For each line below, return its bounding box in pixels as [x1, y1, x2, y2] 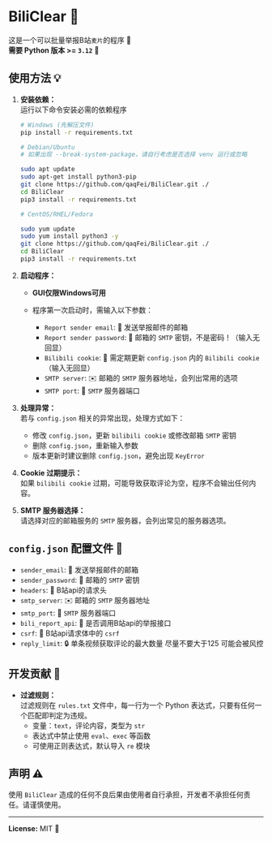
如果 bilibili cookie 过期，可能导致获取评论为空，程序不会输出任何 [19, 478, 249, 488]
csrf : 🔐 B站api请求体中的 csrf [19, 628, 120, 638]
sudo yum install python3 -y [19, 232, 119, 240]
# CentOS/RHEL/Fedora [19, 210, 93, 218]
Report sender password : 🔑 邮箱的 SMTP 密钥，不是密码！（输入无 [44, 332, 261, 342]
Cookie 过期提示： [19, 468, 83, 477]
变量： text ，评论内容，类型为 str [32, 720, 146, 730]
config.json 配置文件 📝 [8, 541, 123, 555]
